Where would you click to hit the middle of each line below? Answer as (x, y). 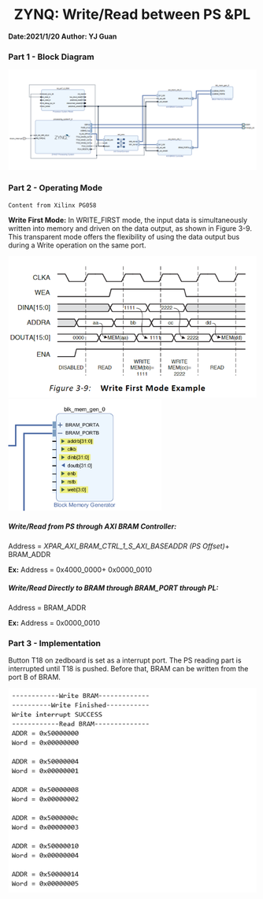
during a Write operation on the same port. (77, 245)
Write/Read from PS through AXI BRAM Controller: (93, 526)
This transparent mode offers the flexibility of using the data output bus (124, 237)
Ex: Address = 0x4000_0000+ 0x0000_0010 (80, 570)
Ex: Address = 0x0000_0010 (54, 622)
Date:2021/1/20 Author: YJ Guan (63, 36)
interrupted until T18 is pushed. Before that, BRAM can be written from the (128, 669)
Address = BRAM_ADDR (47, 607)
